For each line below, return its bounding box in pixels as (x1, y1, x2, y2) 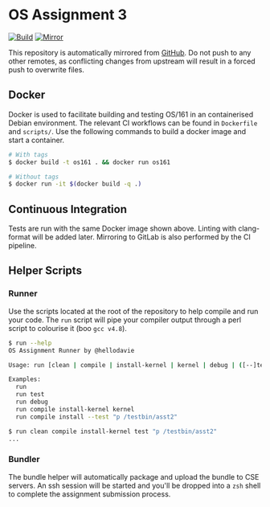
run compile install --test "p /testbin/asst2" (15, 412, 178, 421)
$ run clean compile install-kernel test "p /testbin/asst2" (8, 427, 218, 435)
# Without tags (8, 173, 59, 181)
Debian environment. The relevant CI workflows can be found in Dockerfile (8, 118, 258, 128)
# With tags (8, 150, 48, 158)
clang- (238, 223, 260, 234)
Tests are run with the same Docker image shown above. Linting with (8, 223, 237, 234)
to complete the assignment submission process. (8, 489, 171, 499)
